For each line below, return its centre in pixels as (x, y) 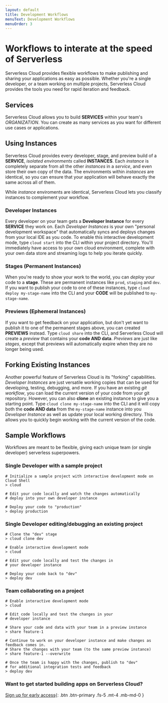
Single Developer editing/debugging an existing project (74, 524)
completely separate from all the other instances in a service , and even (78, 166)
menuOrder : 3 (19, 24)
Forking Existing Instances (48, 365)
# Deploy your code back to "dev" (41, 574)
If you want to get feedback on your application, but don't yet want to (77, 322)
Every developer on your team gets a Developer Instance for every (75, 221)
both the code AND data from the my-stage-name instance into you (73, 409)
